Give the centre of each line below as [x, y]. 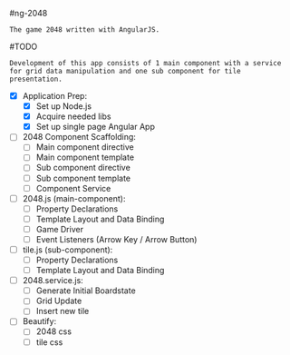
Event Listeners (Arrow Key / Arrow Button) [116, 239]
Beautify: [39, 321]
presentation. [36, 79]
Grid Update [59, 301]
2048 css [54, 331]
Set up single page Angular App [96, 127]
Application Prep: [55, 96]
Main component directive [85, 147]
